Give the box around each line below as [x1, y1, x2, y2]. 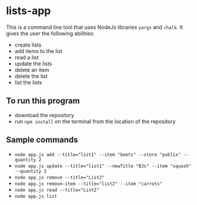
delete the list [14, 72, 48, 80]
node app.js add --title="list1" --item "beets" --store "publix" [14, 151, 181, 157]
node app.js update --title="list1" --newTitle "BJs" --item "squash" [14, 163, 192, 169]
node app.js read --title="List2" [14, 187, 99, 193]
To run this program [6, 96, 81, 106]
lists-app [6, 4, 51, 18]
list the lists [14, 78, 42, 86]
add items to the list [14, 47, 63, 54]
